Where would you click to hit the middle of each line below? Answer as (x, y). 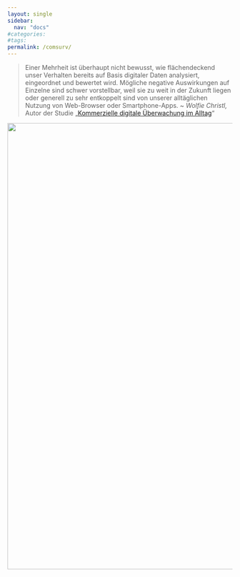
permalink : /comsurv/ (40, 47)
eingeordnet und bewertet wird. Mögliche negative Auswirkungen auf (127, 82)
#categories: (27, 34)
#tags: (17, 41)
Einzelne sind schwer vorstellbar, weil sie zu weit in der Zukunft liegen (128, 90)
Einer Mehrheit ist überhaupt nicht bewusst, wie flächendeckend (120, 67)
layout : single (30, 14)
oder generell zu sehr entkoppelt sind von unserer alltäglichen (116, 98)
